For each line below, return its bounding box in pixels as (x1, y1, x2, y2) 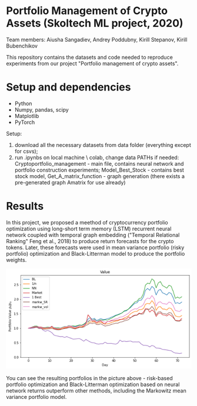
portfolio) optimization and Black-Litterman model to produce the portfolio (6, 250, 185, 257)
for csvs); (14, 147, 38, 155)
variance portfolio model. (6, 393, 67, 400)
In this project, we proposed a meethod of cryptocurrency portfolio (6, 219, 169, 226)
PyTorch (14, 119, 35, 126)
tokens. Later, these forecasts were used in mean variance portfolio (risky (6, 244, 185, 251)
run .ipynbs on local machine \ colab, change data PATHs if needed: (14, 154, 179, 161)
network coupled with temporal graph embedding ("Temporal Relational (6, 231, 180, 239)
